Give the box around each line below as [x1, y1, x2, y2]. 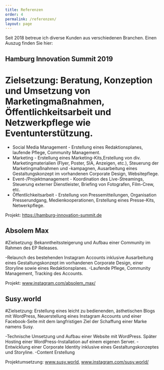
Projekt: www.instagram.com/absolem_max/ [5, 280, 96, 286]
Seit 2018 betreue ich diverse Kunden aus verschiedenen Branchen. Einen [5, 35, 157, 41]
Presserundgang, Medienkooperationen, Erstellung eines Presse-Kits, [12, 197, 156, 203]
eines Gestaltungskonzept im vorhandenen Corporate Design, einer [5, 260, 144, 266]
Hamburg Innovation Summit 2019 [5, 54, 113, 63]
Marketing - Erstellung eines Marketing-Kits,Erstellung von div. [12, 155, 141, 161]
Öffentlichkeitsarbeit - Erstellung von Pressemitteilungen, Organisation [12, 191, 157, 197]
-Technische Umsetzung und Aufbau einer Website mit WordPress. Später [5, 334, 157, 340]
